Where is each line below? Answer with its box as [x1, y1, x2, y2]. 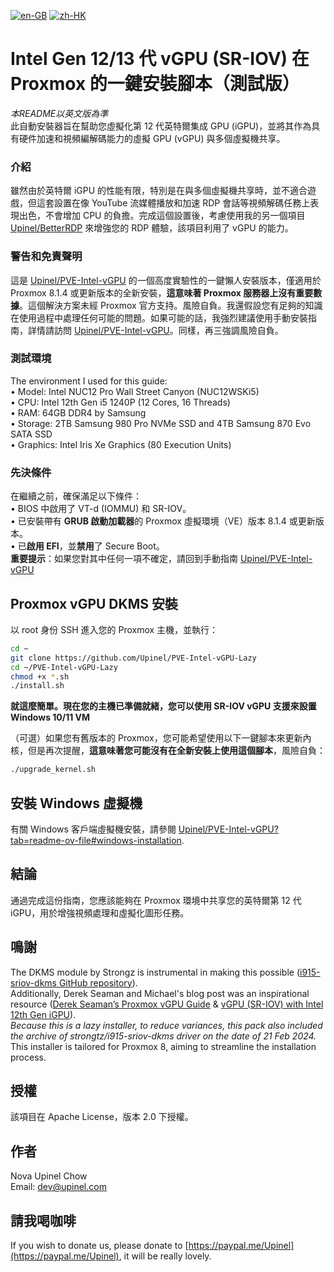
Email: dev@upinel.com [10, 1181, 107, 1193]
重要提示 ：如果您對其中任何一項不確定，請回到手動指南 [10, 553, 238, 565]
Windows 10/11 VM [10, 711, 91, 724]
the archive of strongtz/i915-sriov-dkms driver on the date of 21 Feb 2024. [10, 1030, 317, 1042]
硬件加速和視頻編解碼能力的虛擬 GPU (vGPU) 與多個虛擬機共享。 [18, 132, 286, 144]
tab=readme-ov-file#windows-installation [10, 835, 182, 846]
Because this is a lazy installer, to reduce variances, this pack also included [10, 1019, 323, 1031]
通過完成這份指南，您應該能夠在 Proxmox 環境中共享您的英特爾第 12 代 [10, 894, 302, 906]
